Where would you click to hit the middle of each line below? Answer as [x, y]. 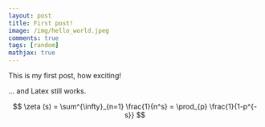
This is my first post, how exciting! [65, 75]
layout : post [30, 16]
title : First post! [41, 23]
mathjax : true [32, 53]
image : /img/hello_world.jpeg [59, 30]
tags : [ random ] [34, 46]
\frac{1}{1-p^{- [233, 106]
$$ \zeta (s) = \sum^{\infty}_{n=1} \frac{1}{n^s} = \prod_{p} [110, 106]
